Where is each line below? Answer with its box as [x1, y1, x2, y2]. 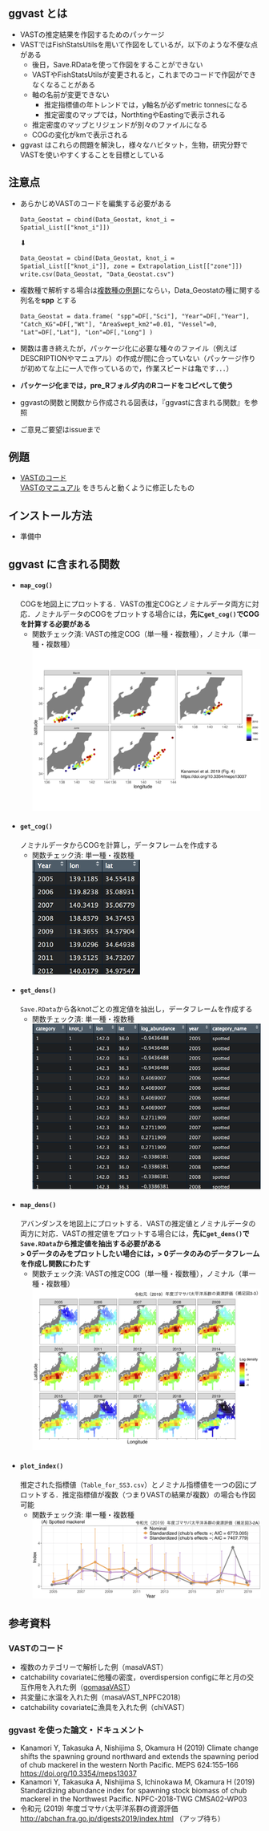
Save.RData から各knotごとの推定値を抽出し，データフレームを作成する [19, 1004, 253, 1014]
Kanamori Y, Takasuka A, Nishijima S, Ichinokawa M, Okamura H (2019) [19, 1777, 255, 1787]
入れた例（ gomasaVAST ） [47, 1682, 134, 1691]
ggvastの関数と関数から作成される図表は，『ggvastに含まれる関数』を [19, 397, 251, 407]
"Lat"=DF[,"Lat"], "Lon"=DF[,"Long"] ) [19, 328, 154, 336]
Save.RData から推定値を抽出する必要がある [19, 1239, 162, 1249]
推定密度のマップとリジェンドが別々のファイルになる [31, 120, 208, 129]
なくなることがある [31, 79, 96, 89]
